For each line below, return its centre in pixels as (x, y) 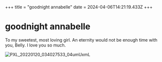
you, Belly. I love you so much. (36, 45)
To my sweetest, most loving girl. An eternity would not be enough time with (81, 40)
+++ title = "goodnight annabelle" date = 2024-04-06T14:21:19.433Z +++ (79, 7)
